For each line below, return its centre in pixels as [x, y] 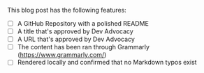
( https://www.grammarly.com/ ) [62, 55]
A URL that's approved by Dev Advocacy [76, 39]
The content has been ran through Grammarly [83, 47]
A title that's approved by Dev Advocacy [75, 31]
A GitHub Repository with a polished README [83, 23]
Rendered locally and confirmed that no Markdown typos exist [107, 63]
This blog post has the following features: [67, 10]
